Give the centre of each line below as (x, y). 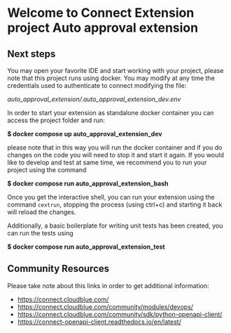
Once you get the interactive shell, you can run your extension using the (111, 197)
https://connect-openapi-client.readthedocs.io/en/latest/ (99, 322)
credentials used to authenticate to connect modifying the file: (97, 85)
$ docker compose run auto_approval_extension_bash (88, 183)
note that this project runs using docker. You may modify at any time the (111, 78)
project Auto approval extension (103, 28)
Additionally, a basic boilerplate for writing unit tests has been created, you (115, 226)
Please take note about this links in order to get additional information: (108, 285)
